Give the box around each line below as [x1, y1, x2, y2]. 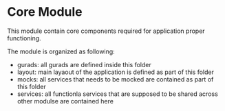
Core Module [7, 4, 83, 20]
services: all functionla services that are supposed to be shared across [17, 90, 218, 98]
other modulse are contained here [17, 97, 114, 105]
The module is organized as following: [7, 47, 115, 56]
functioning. [7, 34, 41, 42]
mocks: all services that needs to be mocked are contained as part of [17, 75, 214, 83]
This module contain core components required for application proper [7, 27, 205, 35]
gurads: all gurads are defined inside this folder [17, 60, 151, 69]
